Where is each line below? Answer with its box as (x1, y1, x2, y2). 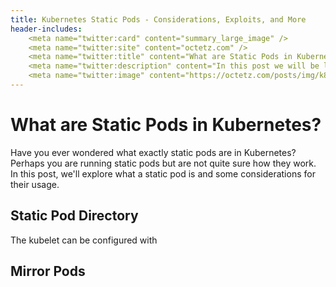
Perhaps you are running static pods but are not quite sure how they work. (10, 157, 317, 169)
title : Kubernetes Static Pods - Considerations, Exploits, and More (10, 14, 307, 25)
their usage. (10, 178, 60, 190)
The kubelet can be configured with (10, 234, 158, 246)
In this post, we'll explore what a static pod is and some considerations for (10, 167, 316, 180)
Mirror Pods (10, 263, 86, 280)
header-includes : (10, 24, 83, 34)
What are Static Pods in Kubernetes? (10, 114, 322, 136)
